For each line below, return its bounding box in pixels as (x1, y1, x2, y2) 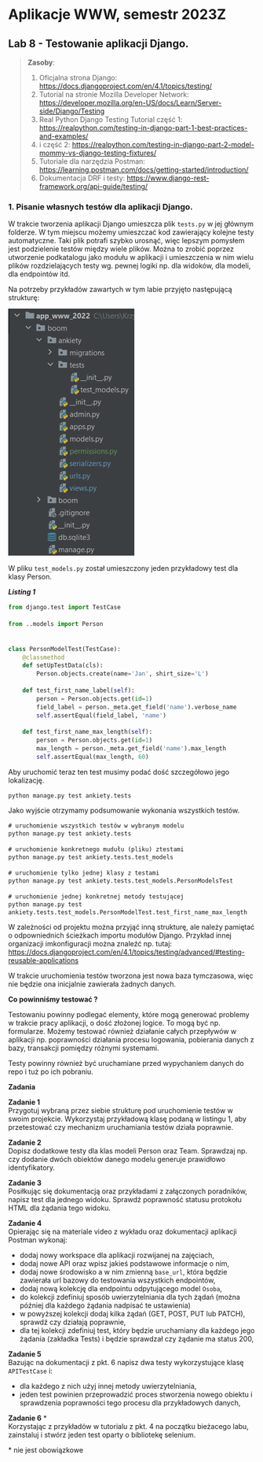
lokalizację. (8, 775, 45, 785)
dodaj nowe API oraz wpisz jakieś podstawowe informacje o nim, (19, 1258, 230, 1268)
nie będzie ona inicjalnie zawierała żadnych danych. (8, 979, 177, 989)
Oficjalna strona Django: (38, 73, 118, 82)
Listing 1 (8, 587, 36, 597)
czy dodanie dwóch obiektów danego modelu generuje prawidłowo (8, 1154, 226, 1164)
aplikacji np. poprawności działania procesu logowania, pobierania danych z (8, 1035, 254, 1044)
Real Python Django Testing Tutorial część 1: (38, 115, 183, 124)
